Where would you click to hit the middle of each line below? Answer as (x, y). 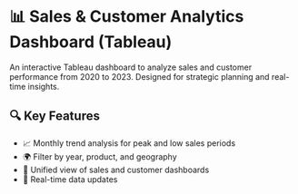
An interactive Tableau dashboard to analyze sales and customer (131, 67)
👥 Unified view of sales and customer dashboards (116, 170)
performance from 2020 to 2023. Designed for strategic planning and (139, 76)
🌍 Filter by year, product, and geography (99, 156)
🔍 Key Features (55, 116)
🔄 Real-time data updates (70, 179)
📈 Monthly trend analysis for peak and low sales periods (129, 143)
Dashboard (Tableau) (91, 42)
